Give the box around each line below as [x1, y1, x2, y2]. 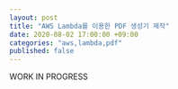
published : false [9, 47, 75, 56]
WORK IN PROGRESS [9, 71, 88, 82]
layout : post [9, 13, 58, 22]
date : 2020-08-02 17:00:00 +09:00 [9, 30, 139, 39]
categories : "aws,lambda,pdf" [9, 38, 123, 48]
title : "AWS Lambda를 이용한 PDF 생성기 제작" [9, 22, 170, 31]
